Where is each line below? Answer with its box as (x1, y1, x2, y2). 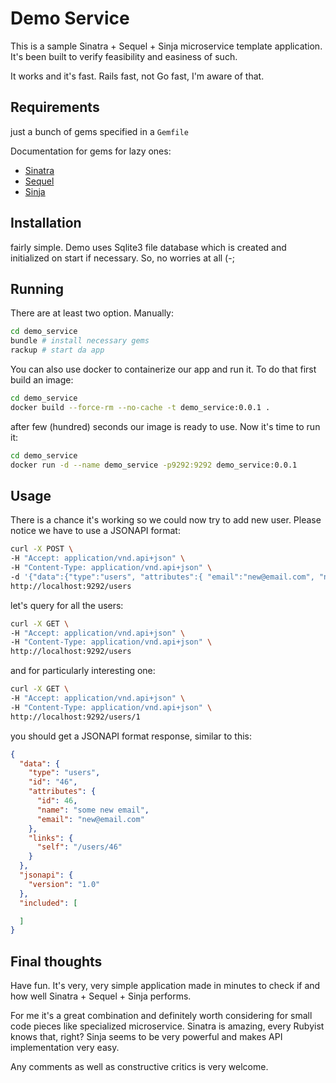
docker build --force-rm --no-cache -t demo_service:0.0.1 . (10, 402, 271, 412)
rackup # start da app (10, 345, 105, 356)
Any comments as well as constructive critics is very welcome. (10, 1061, 269, 1073)
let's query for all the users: (10, 599, 124, 611)
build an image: (10, 374, 74, 386)
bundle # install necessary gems (10, 336, 150, 346)
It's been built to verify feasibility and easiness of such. (10, 50, 238, 62)
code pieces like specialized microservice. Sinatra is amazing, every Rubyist (10, 1020, 325, 1032)
